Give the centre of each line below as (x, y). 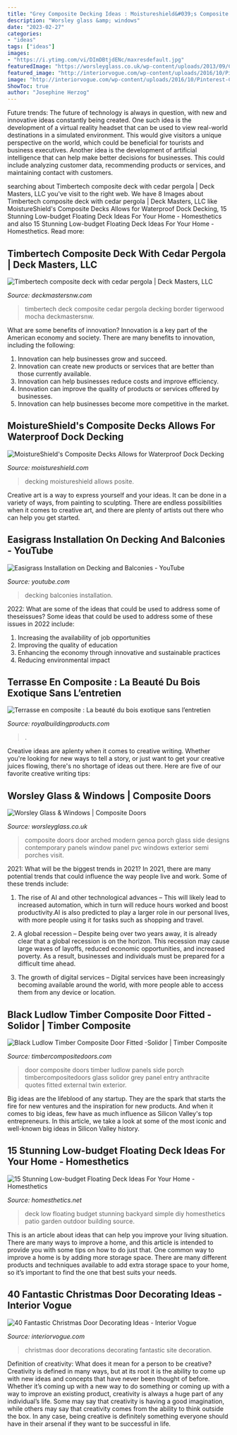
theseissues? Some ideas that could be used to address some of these (110, 616)
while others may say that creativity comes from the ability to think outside (116, 1408)
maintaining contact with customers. (60, 173)
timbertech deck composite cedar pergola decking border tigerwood (124, 308)
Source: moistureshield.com (48, 467)
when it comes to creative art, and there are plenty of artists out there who (116, 510)
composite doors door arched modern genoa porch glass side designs (127, 840)
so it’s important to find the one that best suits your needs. (92, 1272)
